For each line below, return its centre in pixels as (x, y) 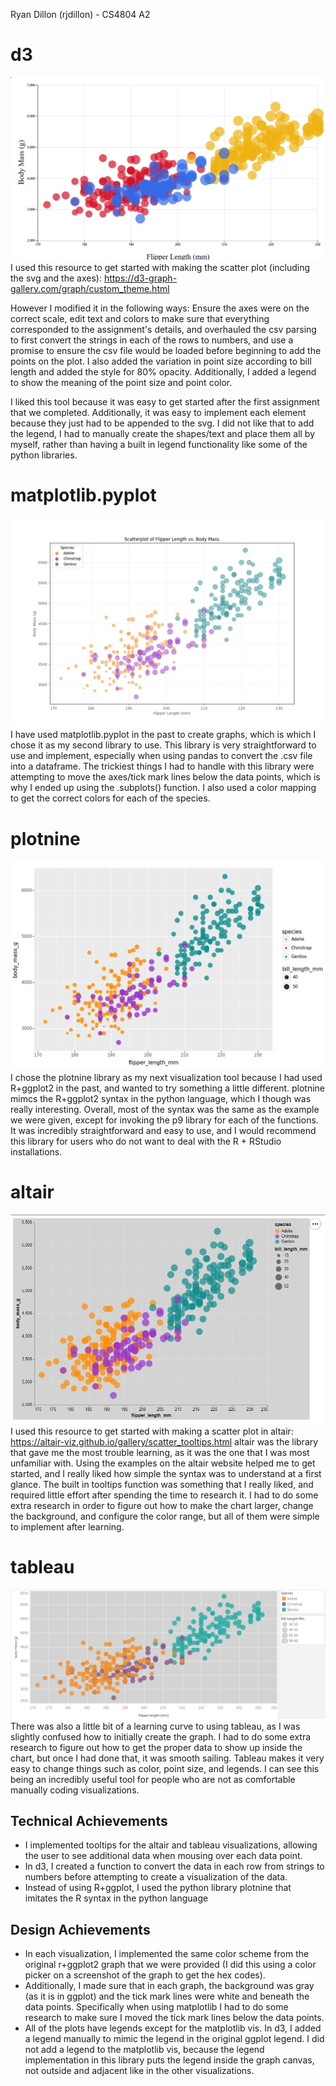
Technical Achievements (89, 1820)
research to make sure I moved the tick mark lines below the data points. (174, 2018)
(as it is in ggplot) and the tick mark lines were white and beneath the (167, 1996)
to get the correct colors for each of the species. (110, 798)
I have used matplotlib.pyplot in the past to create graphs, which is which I (163, 735)
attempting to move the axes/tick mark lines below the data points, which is (165, 777)
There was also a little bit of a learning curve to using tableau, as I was (155, 1726)
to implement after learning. (67, 1526)
